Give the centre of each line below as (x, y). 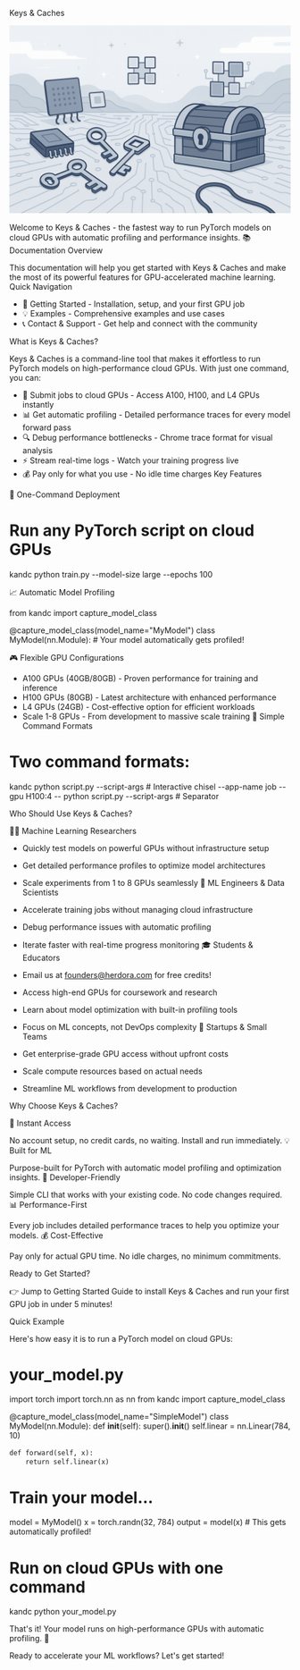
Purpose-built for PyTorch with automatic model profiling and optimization (146, 1168)
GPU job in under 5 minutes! (61, 1303)
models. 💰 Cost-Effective (56, 1235)
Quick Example (37, 1321)
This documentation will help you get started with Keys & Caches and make (148, 267)
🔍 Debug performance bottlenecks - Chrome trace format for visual (147, 437)
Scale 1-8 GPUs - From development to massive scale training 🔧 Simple (153, 716)
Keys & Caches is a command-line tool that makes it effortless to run (135, 358)
